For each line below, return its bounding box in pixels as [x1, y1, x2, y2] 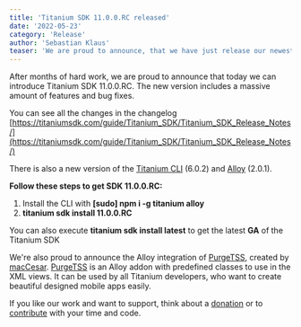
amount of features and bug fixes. [9, 91, 134, 102]
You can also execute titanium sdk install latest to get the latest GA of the [9, 225, 284, 236]
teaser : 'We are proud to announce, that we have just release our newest [9, 47, 295, 56]
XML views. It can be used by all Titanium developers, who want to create [9, 271, 282, 282]
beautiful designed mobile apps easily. [9, 280, 151, 292]
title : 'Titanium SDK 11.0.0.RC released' [9, 13, 170, 22]
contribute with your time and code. [9, 307, 142, 319]
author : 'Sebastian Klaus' [9, 38, 110, 48]
